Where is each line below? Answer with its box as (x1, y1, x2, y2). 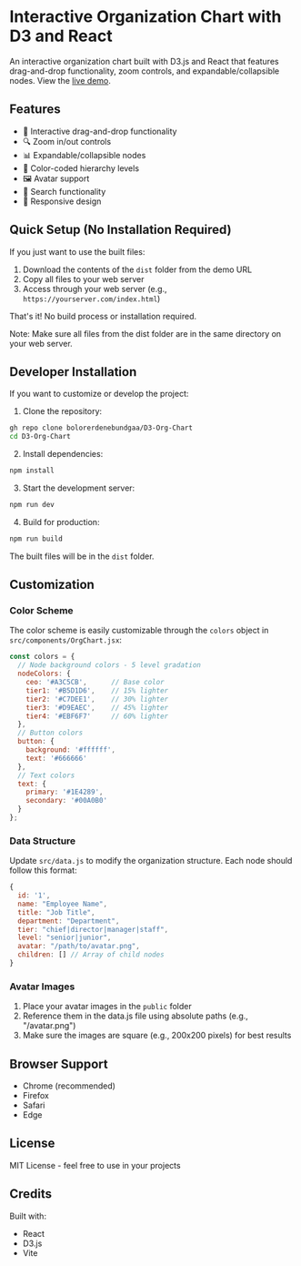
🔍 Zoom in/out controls (22, 136, 112, 147)
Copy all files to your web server (22, 273, 145, 284)
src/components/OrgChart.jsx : (9, 634, 123, 645)
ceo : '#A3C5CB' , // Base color (25, 678, 166, 687)
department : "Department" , (17, 917, 120, 926)
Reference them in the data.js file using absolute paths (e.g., (22, 1010, 248, 1021)
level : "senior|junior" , (17, 933, 112, 943)
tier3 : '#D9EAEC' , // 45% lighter (25, 703, 169, 712)
